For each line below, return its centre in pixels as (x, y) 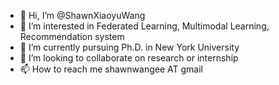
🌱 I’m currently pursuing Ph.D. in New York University (129, 47)
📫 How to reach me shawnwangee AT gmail (111, 69)
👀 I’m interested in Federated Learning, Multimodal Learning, (144, 26)
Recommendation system (72, 36)
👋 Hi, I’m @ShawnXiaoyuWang (82, 15)
